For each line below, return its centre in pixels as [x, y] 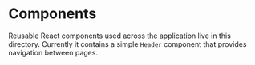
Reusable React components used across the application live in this [119, 36]
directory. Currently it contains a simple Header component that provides [127, 44]
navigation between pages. [53, 52]
